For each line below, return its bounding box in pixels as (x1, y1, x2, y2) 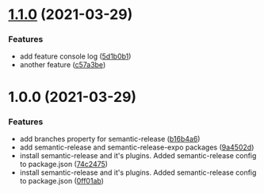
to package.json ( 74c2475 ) (19, 159, 109, 168)
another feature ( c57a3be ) (19, 60, 106, 70)
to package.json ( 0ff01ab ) (19, 176, 105, 185)
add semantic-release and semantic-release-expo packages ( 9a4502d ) (19, 142, 254, 152)
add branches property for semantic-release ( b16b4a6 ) (19, 134, 201, 143)
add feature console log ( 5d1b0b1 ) (19, 51, 132, 61)
